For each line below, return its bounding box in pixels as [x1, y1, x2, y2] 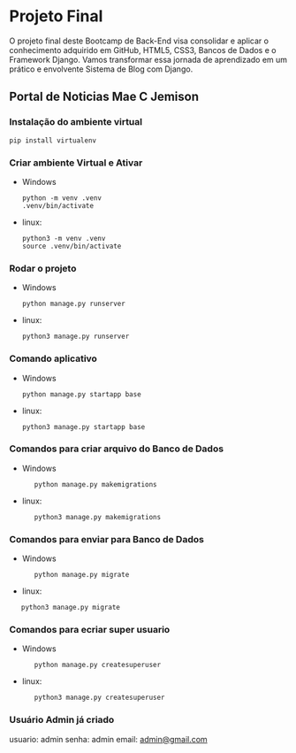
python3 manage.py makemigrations [34, 512, 162, 521]
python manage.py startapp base [21, 389, 141, 399]
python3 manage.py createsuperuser [34, 693, 165, 703]
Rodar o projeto [9, 262, 77, 274]
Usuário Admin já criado [9, 714, 115, 726]
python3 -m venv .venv [21, 234, 106, 242]
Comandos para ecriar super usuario [9, 624, 171, 636]
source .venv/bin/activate [21, 242, 122, 250]
